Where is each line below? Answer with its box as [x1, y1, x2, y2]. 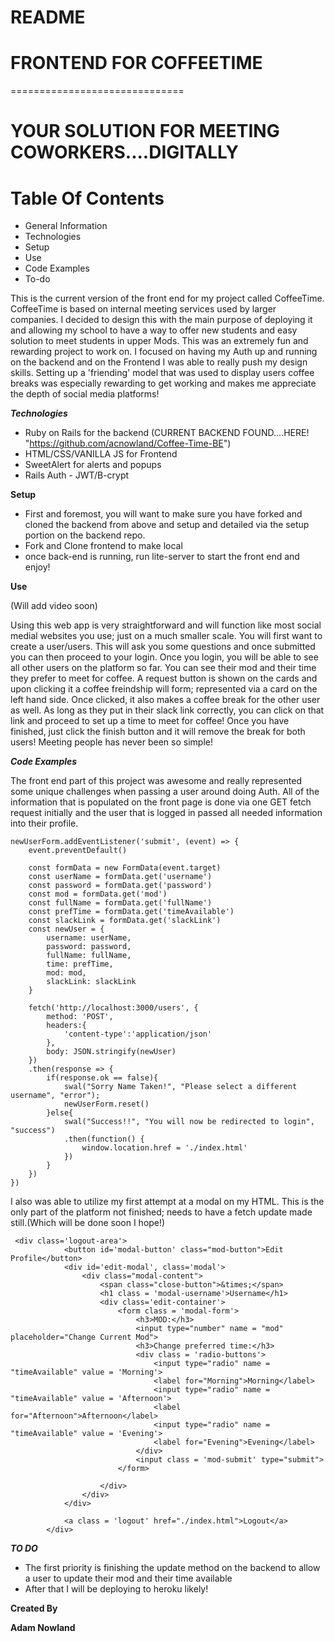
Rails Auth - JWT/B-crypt [24, 469, 130, 481]
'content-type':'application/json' [63, 1029, 213, 1040]
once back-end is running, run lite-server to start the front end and [24, 551, 300, 563]
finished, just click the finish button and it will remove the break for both [10, 726, 306, 738]
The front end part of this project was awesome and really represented [10, 775, 302, 787]
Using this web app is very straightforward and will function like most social [10, 619, 322, 631]
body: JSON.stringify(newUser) [46, 1047, 177, 1057]
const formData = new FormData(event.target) [28, 863, 222, 873]
